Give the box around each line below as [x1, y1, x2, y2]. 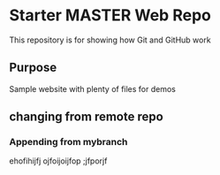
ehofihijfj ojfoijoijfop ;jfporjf [9, 156, 108, 166]
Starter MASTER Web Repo [9, 5, 212, 26]
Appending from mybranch [9, 136, 128, 148]
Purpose [9, 60, 57, 75]
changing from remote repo [9, 110, 163, 125]
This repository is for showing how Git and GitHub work [9, 34, 211, 45]
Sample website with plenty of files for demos [9, 83, 177, 94]
